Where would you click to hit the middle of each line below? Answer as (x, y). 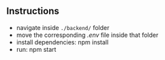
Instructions (33, 11)
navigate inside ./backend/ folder (63, 27)
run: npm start (36, 49)
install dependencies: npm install (62, 42)
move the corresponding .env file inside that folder (87, 35)
